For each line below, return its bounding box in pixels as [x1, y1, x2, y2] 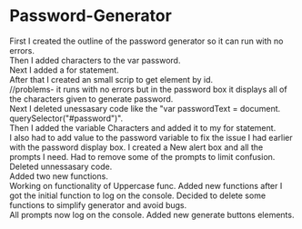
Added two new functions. [9, 170, 109, 182]
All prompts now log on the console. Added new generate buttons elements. [9, 209, 295, 220]
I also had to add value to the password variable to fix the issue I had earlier [9, 132, 293, 143]
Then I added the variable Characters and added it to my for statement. [9, 122, 277, 133]
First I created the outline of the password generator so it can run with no [9, 35, 284, 46]
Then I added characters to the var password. [9, 55, 181, 65]
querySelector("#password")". [9, 113, 124, 124]
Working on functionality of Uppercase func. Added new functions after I [9, 180, 283, 191]
